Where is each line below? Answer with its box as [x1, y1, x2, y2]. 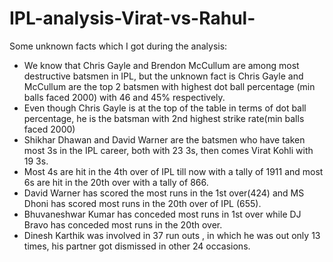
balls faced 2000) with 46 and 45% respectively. [23, 91, 226, 103]
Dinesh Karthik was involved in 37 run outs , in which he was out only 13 [23, 229, 321, 241]
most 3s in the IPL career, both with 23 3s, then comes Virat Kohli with [23, 144, 314, 156]
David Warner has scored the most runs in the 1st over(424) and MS [23, 187, 305, 199]
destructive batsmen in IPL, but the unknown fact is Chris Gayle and [23, 70, 304, 82]
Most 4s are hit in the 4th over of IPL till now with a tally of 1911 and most [23, 165, 324, 177]
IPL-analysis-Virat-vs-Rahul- [9, 7, 256, 30]
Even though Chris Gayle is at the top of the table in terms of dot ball [23, 102, 307, 114]
